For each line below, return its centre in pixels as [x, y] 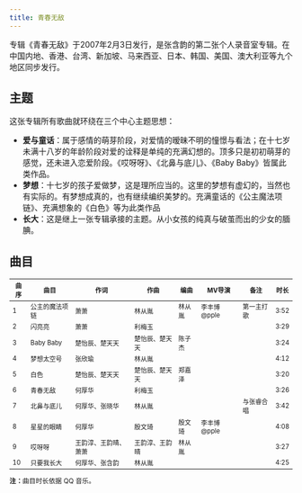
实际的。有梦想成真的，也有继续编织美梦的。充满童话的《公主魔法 [152, 197]
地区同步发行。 [37, 67]
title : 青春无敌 [37, 18]
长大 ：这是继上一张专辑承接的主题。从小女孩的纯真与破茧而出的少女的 [152, 219]
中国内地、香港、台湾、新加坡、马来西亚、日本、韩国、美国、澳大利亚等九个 [151, 56]
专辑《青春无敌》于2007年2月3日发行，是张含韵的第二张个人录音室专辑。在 [150, 44]
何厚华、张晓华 [97, 407]
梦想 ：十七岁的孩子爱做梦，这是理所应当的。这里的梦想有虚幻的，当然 [152, 185]
